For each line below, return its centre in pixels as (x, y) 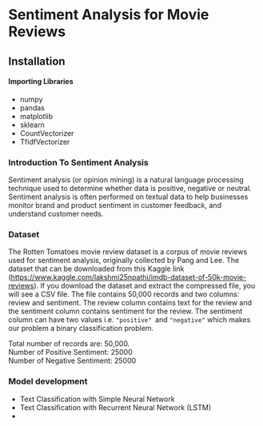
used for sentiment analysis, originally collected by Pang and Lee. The (124, 261)
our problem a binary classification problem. (81, 328)
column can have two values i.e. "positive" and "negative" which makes (130, 320)
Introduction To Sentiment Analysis (79, 162)
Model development (48, 381)
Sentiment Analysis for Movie (109, 15)
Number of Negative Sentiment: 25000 (72, 360)
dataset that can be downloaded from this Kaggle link (96, 269)
